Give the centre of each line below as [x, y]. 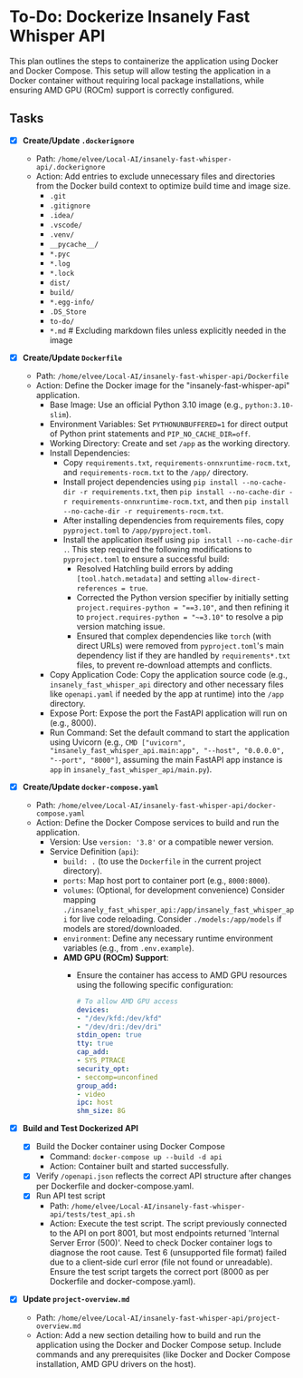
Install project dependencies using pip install [151, 482]
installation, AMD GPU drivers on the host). [116, 1363]
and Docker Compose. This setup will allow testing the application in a [140, 71]
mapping [80, 899]
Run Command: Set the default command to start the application [169, 732]
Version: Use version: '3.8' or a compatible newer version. [161, 842]
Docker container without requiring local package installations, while [137, 80]
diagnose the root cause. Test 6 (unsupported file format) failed [168, 1253]
